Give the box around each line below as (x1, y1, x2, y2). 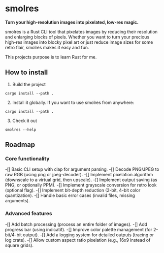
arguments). (5, 198, 30, 204)
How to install (5, 68, 48, 77)
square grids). (5, 242, 33, 248)
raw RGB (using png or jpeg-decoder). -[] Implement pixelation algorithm (5, 172, 153, 178)
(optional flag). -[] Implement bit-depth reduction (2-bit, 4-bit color (5, 188, 141, 193)
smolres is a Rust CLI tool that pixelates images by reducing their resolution (5, 29, 158, 34)
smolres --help (5, 127, 36, 132)
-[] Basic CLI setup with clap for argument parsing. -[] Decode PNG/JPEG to (5, 166, 159, 172)
